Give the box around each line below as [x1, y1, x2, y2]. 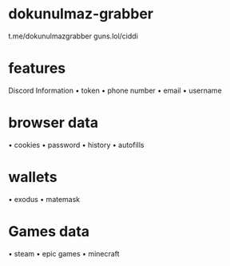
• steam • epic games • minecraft [8, 248, 120, 258]
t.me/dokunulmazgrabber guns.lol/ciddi [8, 31, 138, 41]
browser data [8, 113, 98, 132]
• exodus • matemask [8, 194, 81, 204]
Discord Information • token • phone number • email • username [8, 85, 222, 95]
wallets [8, 169, 57, 186]
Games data [8, 222, 90, 240]
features [8, 59, 66, 77]
